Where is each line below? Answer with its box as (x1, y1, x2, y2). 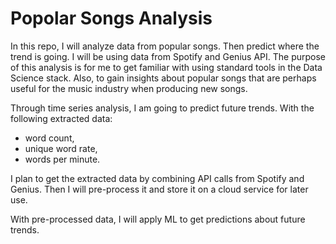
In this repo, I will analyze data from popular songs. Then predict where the (10, 40, 320, 52)
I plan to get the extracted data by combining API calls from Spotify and (10, 172, 305, 184)
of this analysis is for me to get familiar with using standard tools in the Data (10, 61, 323, 73)
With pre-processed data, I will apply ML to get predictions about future (10, 213, 306, 225)
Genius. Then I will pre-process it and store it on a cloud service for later (10, 183, 309, 195)
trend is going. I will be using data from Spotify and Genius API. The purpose (10, 50, 326, 62)
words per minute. (24, 153, 101, 165)
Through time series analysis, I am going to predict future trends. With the (10, 102, 315, 114)
